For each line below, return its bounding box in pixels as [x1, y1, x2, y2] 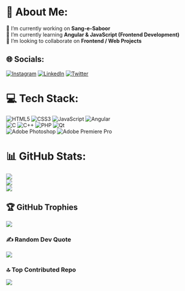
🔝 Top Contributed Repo [6, 265, 77, 273]
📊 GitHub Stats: [6, 150, 87, 163]
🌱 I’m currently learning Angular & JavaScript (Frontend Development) [6, 31, 180, 38]
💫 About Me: [6, 5, 68, 19]
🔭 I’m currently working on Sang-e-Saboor [6, 25, 111, 32]
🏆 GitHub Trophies [6, 203, 78, 213]
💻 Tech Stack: [6, 91, 79, 105]
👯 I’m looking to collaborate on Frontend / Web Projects [6, 37, 142, 44]
